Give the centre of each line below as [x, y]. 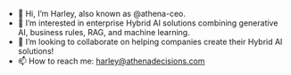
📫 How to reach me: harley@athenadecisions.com [111, 61]
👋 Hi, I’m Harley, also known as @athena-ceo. [101, 14]
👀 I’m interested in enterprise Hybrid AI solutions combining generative [148, 23]
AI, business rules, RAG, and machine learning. [104, 32]
